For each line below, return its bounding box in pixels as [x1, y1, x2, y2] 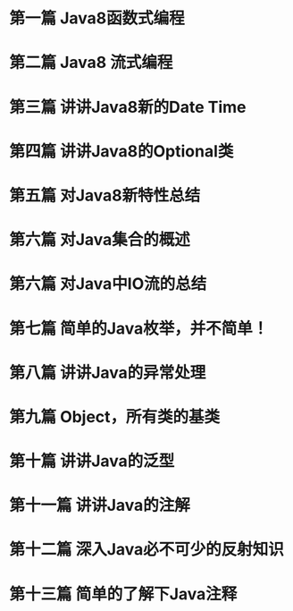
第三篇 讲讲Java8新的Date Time [9, 97, 247, 117]
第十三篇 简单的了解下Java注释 [9, 583, 238, 604]
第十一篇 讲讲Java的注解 [9, 496, 190, 515]
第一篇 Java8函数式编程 [9, 8, 185, 29]
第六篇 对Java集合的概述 [9, 230, 190, 250]
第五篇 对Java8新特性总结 [9, 185, 201, 206]
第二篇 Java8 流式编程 [9, 53, 173, 72]
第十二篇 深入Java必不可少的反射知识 [9, 539, 284, 560]
